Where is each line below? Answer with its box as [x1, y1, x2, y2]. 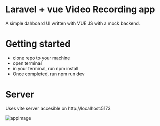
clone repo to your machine [12, 55, 70, 61]
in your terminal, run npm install [12, 65, 79, 71]
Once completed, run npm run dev [12, 71, 85, 77]
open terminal [12, 60, 42, 66]
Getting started [5, 38, 71, 50]
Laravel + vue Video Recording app [5, 4, 155, 15]
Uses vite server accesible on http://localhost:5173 [5, 105, 111, 111]
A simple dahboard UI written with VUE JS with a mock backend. [5, 20, 140, 26]
